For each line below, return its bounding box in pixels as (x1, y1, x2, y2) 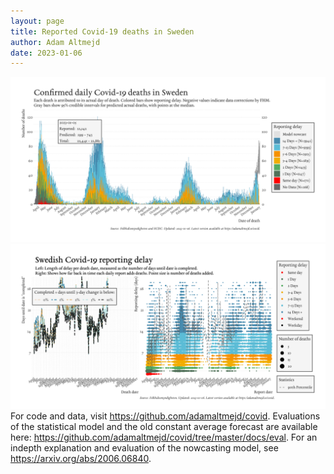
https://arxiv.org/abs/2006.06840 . (10, 452, 152, 464)
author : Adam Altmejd (10, 37, 101, 47)
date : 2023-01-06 (10, 48, 83, 58)
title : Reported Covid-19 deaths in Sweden (10, 26, 195, 37)
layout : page (10, 16, 65, 26)
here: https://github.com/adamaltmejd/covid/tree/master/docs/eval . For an (10, 431, 318, 443)
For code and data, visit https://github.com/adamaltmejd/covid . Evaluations (10, 410, 321, 422)
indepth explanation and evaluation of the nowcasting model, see (10, 441, 279, 454)
